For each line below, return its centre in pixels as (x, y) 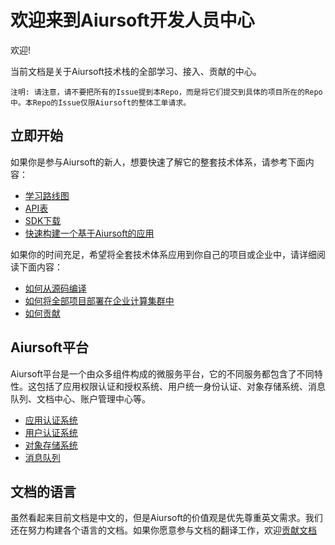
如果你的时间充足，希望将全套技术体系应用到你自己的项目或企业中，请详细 (163, 254)
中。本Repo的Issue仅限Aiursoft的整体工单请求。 (101, 102)
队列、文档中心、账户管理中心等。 (80, 398)
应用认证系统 (51, 420)
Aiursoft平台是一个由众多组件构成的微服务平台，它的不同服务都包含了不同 (162, 373)
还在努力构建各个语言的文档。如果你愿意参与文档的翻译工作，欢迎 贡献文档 (163, 530)
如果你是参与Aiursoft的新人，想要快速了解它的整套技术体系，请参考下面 (158, 162)
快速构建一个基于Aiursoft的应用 (89, 233)
